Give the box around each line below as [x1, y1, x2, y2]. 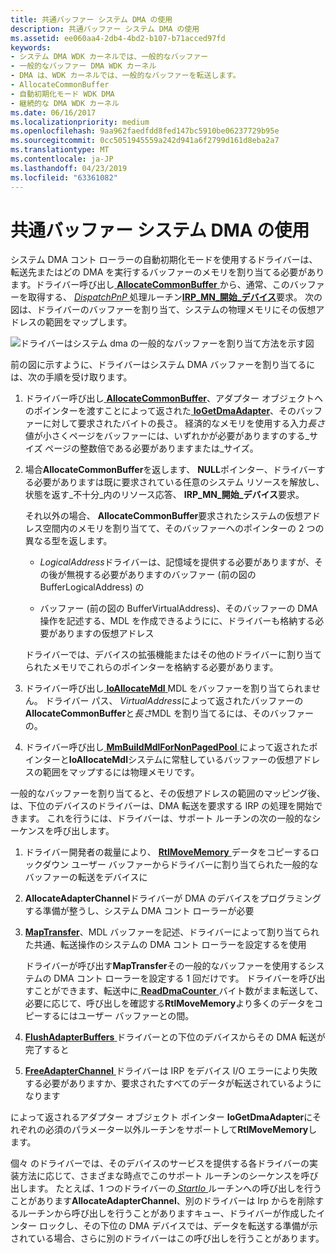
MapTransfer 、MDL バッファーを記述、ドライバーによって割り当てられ [24, 926, 320, 938]
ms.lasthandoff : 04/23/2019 [10, 163, 128, 173]
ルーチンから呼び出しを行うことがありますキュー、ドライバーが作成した [18, 1207, 317, 1220]
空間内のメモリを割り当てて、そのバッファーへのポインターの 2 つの [42, 522, 325, 535]
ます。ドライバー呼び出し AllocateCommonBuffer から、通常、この [10, 279, 290, 291]
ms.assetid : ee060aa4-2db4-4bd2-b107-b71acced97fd [10, 33, 226, 43]
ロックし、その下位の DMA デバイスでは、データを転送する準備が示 [38, 1220, 318, 1232]
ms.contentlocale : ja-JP [10, 154, 114, 164]
